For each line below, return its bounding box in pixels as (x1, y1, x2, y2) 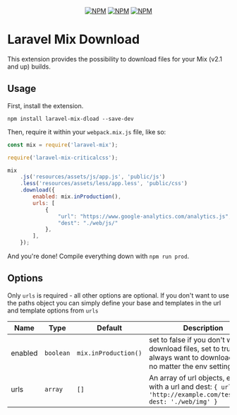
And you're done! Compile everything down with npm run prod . (7, 252, 189, 260)
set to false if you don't (149, 334, 226, 344)
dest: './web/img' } (149, 397, 218, 406)
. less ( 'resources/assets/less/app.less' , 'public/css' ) (20, 180, 188, 187)
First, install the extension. (7, 101, 84, 110)
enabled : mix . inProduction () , (32, 193, 121, 200)
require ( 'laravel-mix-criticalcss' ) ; (7, 154, 119, 161)
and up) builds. (7, 62, 51, 71)
